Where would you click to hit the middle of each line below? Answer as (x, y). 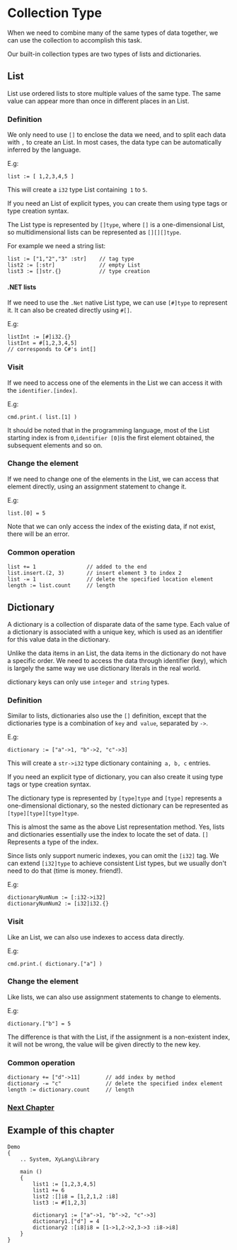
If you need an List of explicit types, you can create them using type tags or (117, 203)
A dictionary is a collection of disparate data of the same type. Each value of (118, 624)
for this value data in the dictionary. (59, 639)
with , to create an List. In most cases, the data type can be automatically (114, 143)
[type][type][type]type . (43, 813)
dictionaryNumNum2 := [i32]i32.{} (58, 904)
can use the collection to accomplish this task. (75, 40)
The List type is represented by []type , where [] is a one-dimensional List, (116, 225)
